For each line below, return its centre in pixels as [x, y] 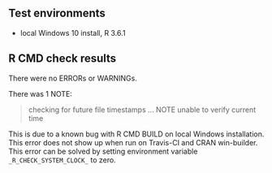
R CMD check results [63, 59]
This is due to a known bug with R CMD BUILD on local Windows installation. [136, 134]
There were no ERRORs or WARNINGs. [73, 78]
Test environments [57, 13]
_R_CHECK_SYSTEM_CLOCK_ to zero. [62, 160]
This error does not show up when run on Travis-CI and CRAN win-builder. [133, 142]
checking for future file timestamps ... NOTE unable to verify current [142, 110]
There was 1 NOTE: [41, 93]
